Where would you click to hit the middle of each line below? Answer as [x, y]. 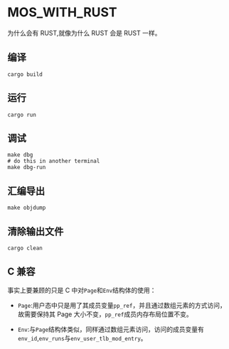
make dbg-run [27, 168]
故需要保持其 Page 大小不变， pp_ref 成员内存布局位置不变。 [105, 314]
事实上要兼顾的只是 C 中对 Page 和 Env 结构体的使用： [82, 290]
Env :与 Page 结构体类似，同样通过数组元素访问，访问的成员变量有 [111, 329]
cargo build [25, 74]
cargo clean [25, 248]
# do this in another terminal [54, 161]
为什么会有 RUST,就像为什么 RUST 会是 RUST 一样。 [84, 33]
